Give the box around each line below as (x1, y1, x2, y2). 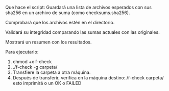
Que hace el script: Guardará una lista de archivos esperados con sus (5, 5, 152, 10)
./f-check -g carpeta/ (12, 64, 58, 70)
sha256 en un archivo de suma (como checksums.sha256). (5, 10, 130, 16)
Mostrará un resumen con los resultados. (5, 39, 92, 45)
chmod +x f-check (12, 59, 52, 65)
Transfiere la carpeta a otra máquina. (12, 69, 91, 75)
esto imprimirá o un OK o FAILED (12, 80, 82, 86)
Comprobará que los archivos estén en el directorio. (5, 20, 115, 25)
